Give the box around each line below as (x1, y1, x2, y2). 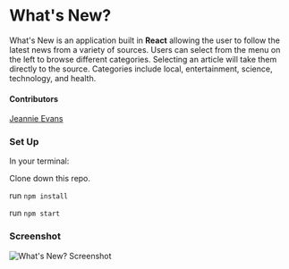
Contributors (9, 93, 59, 104)
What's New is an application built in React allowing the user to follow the (9, 35, 280, 46)
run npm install (9, 190, 69, 201)
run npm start (9, 207, 61, 219)
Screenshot (9, 230, 61, 242)
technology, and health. (9, 72, 97, 83)
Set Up (9, 136, 39, 148)
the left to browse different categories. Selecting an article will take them (9, 54, 277, 64)
